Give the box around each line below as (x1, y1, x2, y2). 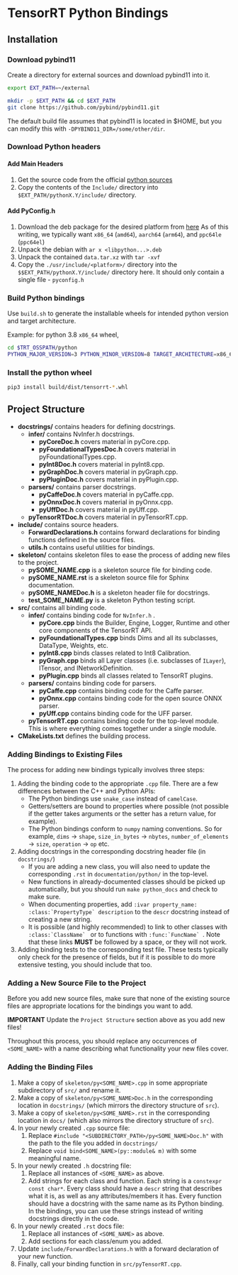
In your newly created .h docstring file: (17, 1161, 132, 1170)
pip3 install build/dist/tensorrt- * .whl (7, 384, 129, 391)
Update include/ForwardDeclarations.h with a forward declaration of (17, 1244, 220, 1253)
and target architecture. (7, 317, 76, 325)
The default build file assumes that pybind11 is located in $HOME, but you (7, 116, 222, 125)
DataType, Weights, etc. (38, 641, 108, 649)
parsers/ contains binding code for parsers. (28, 678, 157, 687)
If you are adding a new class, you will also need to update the (28, 862, 210, 871)
